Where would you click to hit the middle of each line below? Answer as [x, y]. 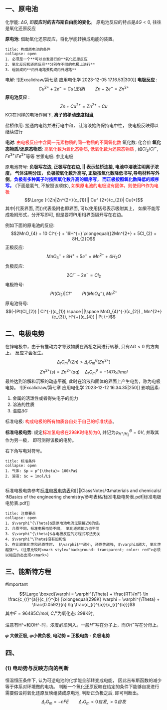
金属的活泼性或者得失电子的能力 [45, 398]
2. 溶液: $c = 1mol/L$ [28, 477]
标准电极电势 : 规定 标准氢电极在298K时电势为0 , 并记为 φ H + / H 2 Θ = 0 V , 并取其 [82, 433]
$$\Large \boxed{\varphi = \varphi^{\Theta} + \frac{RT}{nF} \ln [84, 594]
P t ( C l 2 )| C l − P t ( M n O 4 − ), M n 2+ [84, 294]
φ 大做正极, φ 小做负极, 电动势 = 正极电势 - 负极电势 [58, 636]
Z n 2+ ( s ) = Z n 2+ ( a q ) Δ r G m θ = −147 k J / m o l [84, 372]
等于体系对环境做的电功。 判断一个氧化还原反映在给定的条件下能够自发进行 [82, 686]
